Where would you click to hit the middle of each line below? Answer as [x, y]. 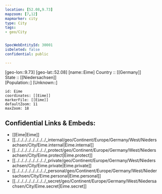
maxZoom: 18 [17, 108]
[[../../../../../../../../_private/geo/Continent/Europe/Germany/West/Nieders [84, 161]
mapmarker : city [21, 18]
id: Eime [14, 91]
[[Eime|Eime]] [26, 135]
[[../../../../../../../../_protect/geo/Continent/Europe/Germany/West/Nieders [84, 150]
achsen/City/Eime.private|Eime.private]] [52, 166]
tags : [10, 28]
